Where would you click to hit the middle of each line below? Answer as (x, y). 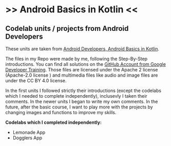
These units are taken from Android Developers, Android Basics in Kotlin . (82, 49)
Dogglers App (27, 138)
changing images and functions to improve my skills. (61, 112)
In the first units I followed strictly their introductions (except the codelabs (83, 90)
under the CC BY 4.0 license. (36, 80)
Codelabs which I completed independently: (53, 122)
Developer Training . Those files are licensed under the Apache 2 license (82, 70)
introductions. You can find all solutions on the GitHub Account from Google (85, 64)
